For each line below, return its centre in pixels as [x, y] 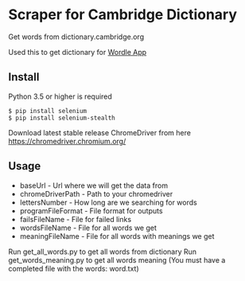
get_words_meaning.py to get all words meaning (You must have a [117, 260]
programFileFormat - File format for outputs [91, 211]
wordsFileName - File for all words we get [88, 228]
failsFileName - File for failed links [76, 219]
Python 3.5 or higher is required [60, 96]
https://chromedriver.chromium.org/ [67, 141]
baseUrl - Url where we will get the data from [94, 185]
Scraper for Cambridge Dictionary [122, 15]
